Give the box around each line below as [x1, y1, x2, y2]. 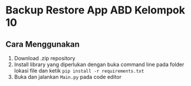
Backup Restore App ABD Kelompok [5, 4, 186, 17]
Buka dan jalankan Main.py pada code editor [14, 74, 122, 80]
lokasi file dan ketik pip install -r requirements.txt [14, 67, 144, 74]
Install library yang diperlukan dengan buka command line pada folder [14, 61, 185, 68]
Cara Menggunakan [5, 39, 80, 49]
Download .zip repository [14, 55, 75, 61]
